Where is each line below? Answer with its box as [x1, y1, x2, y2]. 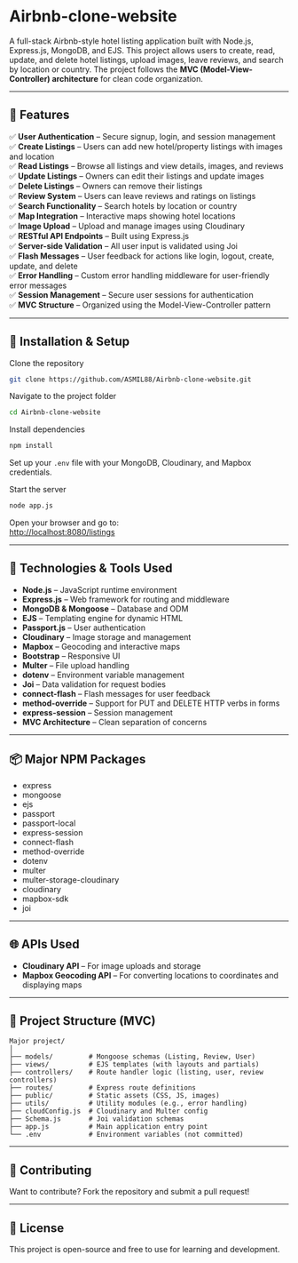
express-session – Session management [21, 707, 173, 717]
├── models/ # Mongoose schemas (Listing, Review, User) [9, 1052, 255, 1061]
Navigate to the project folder [9, 391, 117, 402]
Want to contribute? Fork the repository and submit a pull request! [9, 1187, 250, 1197]
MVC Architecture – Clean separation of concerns [21, 716, 208, 727]
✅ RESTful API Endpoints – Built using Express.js [9, 230, 189, 241]
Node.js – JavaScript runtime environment [21, 584, 177, 595]
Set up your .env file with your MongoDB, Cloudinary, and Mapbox [9, 458, 252, 468]
